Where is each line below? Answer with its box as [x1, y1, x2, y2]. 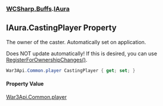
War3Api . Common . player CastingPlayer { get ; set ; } [6, 67, 135, 74]
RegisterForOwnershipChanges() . [6, 56, 88, 63]
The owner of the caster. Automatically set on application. [6, 38, 147, 45]
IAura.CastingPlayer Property [6, 23, 117, 33]
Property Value [6, 80, 44, 87]
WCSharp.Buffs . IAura [6, 5, 70, 13]
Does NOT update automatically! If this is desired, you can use [6, 49, 158, 57]
